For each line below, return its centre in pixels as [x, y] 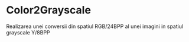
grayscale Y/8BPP [28, 32]
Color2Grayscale [49, 10]
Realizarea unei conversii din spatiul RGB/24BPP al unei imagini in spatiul [95, 26]
